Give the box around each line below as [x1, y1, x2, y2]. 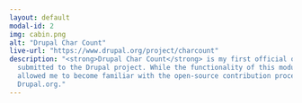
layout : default [9, 13, 70, 22]
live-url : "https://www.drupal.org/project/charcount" [9, 47, 219, 56]
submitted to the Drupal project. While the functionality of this [17, 64, 276, 73]
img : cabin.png [9, 30, 67, 39]
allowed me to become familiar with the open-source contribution [17, 72, 271, 81]
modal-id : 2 [9, 21, 54, 30]
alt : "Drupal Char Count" [9, 38, 106, 47]
